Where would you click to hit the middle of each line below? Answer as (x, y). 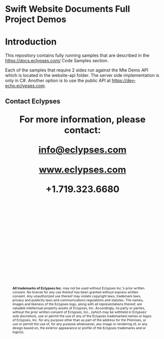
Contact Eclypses (33, 101)
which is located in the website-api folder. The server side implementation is (82, 75)
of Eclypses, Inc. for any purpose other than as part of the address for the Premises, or (79, 320)
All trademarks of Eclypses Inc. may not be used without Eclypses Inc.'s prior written (79, 288)
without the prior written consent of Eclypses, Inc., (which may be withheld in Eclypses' (80, 312)
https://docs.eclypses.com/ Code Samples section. (57, 61)
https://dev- (124, 81)
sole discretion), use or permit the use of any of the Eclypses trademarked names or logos (82, 316)
